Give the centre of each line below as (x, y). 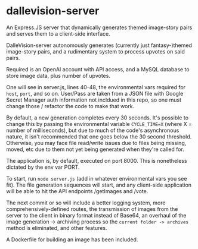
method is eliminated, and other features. (57, 228)
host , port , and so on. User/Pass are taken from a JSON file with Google (95, 93)
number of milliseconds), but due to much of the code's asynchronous (93, 130)
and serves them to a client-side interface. (58, 33)
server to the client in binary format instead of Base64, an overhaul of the (96, 215)
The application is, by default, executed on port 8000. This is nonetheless (97, 160)
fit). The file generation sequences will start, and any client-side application (99, 185)
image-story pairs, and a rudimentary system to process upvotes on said (95, 51)
